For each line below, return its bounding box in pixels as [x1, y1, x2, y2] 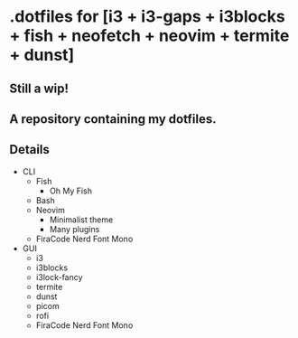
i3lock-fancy [35, 271, 83, 282]
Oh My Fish [49, 185, 93, 196]
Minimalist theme [49, 214, 114, 225]
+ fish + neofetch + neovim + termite [9, 25, 290, 46]
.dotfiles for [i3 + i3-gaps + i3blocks [9, 6, 286, 27]
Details [9, 142, 50, 157]
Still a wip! [9, 80, 70, 96]
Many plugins [49, 223, 100, 234]
